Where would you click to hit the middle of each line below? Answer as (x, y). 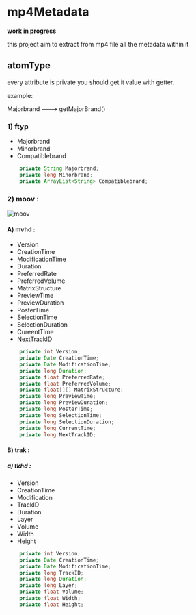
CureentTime (35, 332)
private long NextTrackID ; (58, 435)
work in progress (32, 31)
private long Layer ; (48, 586)
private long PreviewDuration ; (64, 403)
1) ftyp (18, 126)
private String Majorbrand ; (59, 168)
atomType (29, 66)
